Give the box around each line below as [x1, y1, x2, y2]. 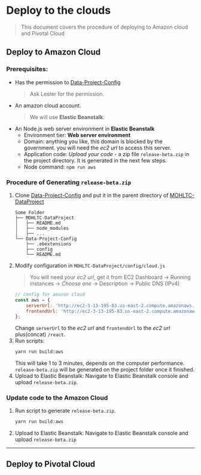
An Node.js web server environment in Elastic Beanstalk [14, 125, 155, 132]
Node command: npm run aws [23, 163, 96, 170]
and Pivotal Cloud [20, 29, 65, 36]
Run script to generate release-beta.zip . [14, 407, 116, 415]
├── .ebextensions [26, 240, 72, 247]
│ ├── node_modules [14, 225, 69, 231]
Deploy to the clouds [6, 4, 111, 17]
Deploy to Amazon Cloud [6, 47, 101, 57]
